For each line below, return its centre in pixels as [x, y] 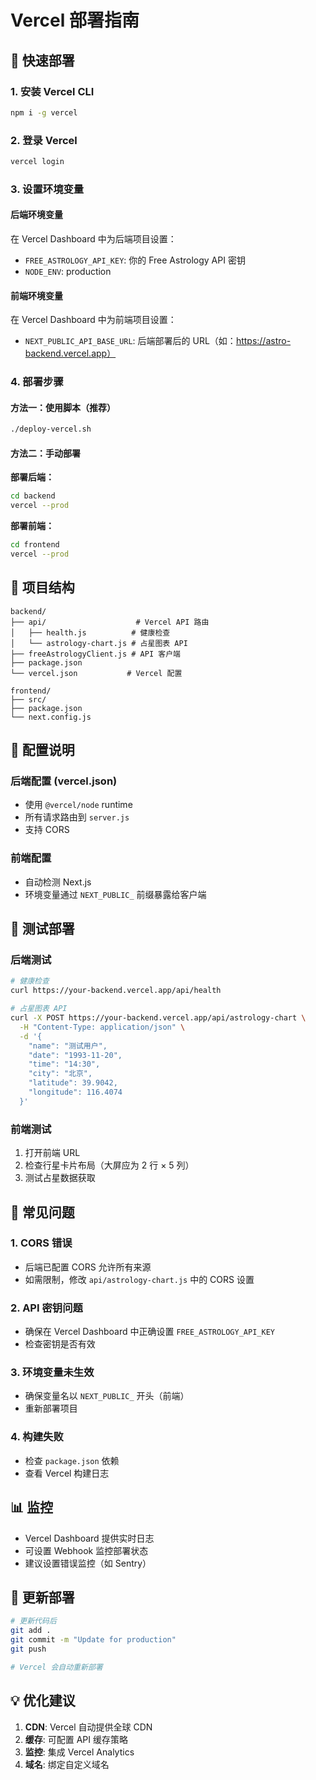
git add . [31, 1631]
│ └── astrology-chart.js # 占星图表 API [99, 643]
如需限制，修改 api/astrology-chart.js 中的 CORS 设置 [139, 1279]
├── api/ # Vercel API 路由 [110, 622]
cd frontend [35, 545]
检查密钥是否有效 [60, 1344]
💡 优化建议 [43, 1701]
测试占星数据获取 [60, 1178]
